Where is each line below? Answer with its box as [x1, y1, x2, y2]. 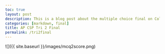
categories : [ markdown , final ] [5, 21, 69, 26]
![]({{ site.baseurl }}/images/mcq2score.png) [5, 44, 96, 49]
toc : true [5, 7, 26, 12]
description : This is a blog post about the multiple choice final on [5, 16, 153, 21]
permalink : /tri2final [5, 30, 52, 35]
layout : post [5, 12, 32, 17]
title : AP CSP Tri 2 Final [5, 26, 60, 30]
